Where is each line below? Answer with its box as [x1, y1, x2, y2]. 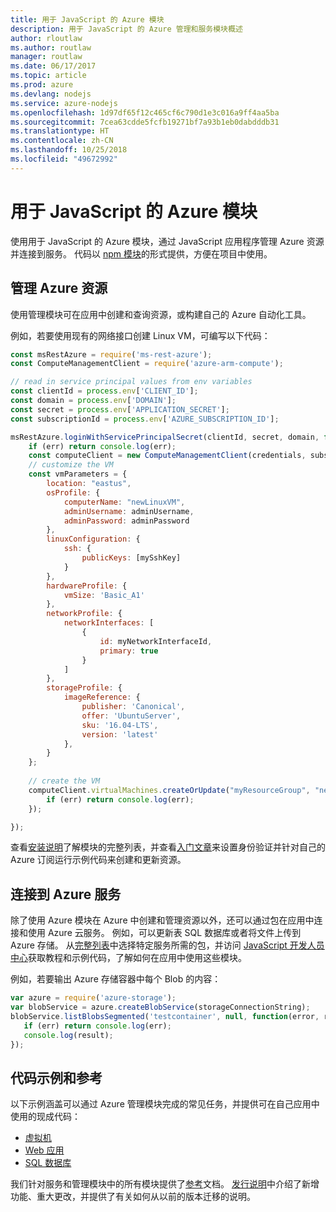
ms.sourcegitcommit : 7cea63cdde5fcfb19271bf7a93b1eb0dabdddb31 [10, 117, 280, 127]
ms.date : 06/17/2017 [10, 61, 97, 71]
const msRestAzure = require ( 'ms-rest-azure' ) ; [10, 349, 213, 360]
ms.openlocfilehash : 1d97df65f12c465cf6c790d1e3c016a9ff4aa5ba [10, 107, 280, 118]
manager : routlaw [10, 52, 83, 62]
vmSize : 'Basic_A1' [63, 590, 145, 600]
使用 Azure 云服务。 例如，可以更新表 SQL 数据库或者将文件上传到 [27, 927, 302, 939]
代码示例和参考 [10, 1069, 103, 1086]
